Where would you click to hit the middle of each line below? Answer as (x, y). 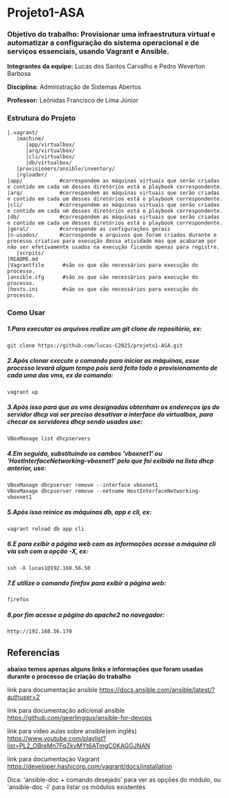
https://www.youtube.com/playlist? (57, 739)
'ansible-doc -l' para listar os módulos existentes (76, 787)
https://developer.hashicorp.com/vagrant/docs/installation (90, 766)
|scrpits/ (30, 253)
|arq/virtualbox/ (50, 150)
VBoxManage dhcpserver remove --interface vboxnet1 (83, 485)
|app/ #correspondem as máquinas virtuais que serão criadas (113, 180)
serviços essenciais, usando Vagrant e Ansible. (88, 52)
